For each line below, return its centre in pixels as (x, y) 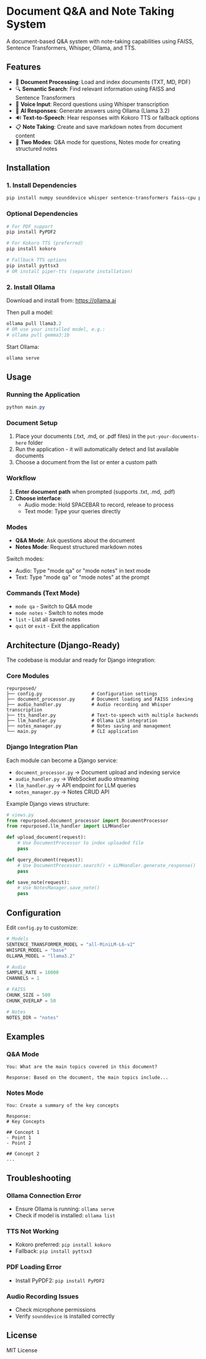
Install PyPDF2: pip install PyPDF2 (60, 1281)
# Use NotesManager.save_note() (59, 888)
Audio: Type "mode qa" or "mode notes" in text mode (83, 570)
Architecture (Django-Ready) (63, 645)
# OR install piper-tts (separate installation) (70, 271)
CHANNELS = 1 (23, 978)
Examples (25, 1037)
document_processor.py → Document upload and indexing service (98, 772)
